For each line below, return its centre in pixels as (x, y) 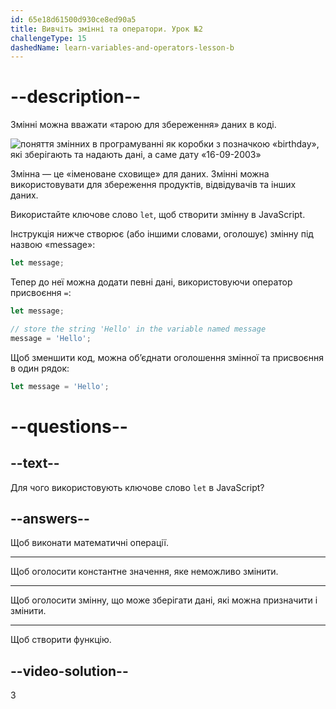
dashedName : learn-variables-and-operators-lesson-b (122, 47)
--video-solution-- (69, 671)
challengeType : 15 (48, 38)
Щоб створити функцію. (61, 640)
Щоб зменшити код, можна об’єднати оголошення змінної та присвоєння (167, 357)
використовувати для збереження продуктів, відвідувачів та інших (153, 185)
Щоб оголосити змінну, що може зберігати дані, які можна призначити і (164, 600)
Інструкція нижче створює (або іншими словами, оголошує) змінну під (162, 234)
